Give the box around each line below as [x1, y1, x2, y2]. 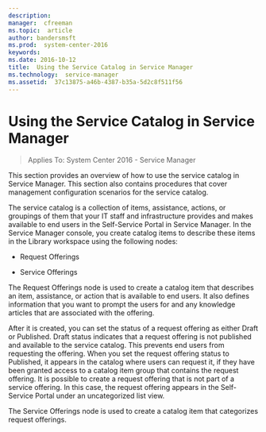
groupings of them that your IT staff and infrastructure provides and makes [8, 211, 254, 221]
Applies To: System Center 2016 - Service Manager [27, 156, 196, 165]
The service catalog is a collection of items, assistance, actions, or [8, 203, 226, 213]
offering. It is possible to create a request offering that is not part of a [8, 374, 235, 384]
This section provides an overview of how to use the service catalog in [8, 171, 240, 180]
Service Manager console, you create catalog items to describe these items [8, 228, 256, 238]
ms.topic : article [8, 26, 73, 34]
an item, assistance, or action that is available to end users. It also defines [8, 291, 250, 301]
